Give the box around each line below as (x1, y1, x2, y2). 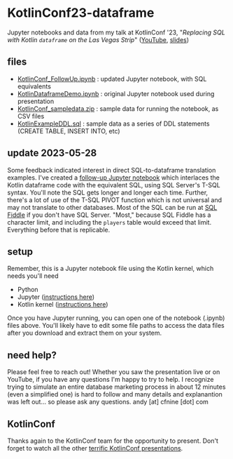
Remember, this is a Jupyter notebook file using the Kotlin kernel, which (7, 265, 214, 273)
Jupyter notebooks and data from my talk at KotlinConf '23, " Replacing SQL (7, 28, 225, 36)
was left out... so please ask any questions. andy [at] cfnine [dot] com (7, 398, 209, 406)
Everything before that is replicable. (7, 225, 111, 234)
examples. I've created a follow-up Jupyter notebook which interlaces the (7, 173, 220, 182)
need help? (7, 349, 57, 361)
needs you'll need (7, 272, 59, 280)
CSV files (17, 112, 45, 120)
